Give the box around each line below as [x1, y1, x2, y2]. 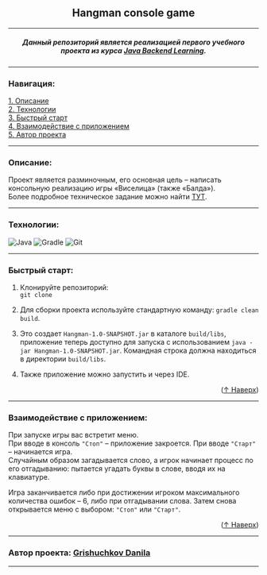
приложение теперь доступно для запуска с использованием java [19, 337, 246, 346]
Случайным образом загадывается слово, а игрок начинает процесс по [8, 456, 254, 465]
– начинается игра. [8, 447, 73, 457]
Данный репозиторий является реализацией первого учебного [22, 37, 245, 47]
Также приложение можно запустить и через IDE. [19, 369, 190, 379]
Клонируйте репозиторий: [19, 282, 109, 292]
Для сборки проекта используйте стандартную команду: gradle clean [19, 305, 260, 315]
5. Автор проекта [8, 130, 66, 140]
